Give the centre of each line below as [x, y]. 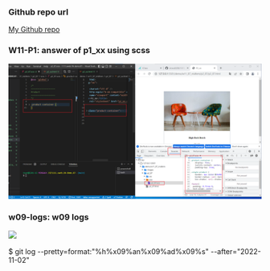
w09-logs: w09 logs [49, 217]
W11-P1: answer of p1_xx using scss [79, 51]
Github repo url [39, 12]
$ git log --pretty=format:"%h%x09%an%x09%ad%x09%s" [108, 251]
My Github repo [34, 30]
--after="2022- [235, 251]
